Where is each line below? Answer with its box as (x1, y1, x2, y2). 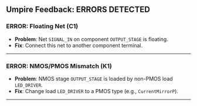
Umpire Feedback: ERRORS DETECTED (6, 5, 151, 15)
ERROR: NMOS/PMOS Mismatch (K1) (6, 61, 113, 70)
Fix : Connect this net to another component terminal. (14, 42, 142, 49)
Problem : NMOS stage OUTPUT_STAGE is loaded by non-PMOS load (14, 75, 173, 82)
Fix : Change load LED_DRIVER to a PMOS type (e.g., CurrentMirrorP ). (14, 87, 179, 94)
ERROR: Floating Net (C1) (6, 22, 79, 30)
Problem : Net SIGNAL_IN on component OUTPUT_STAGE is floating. (14, 35, 168, 43)
